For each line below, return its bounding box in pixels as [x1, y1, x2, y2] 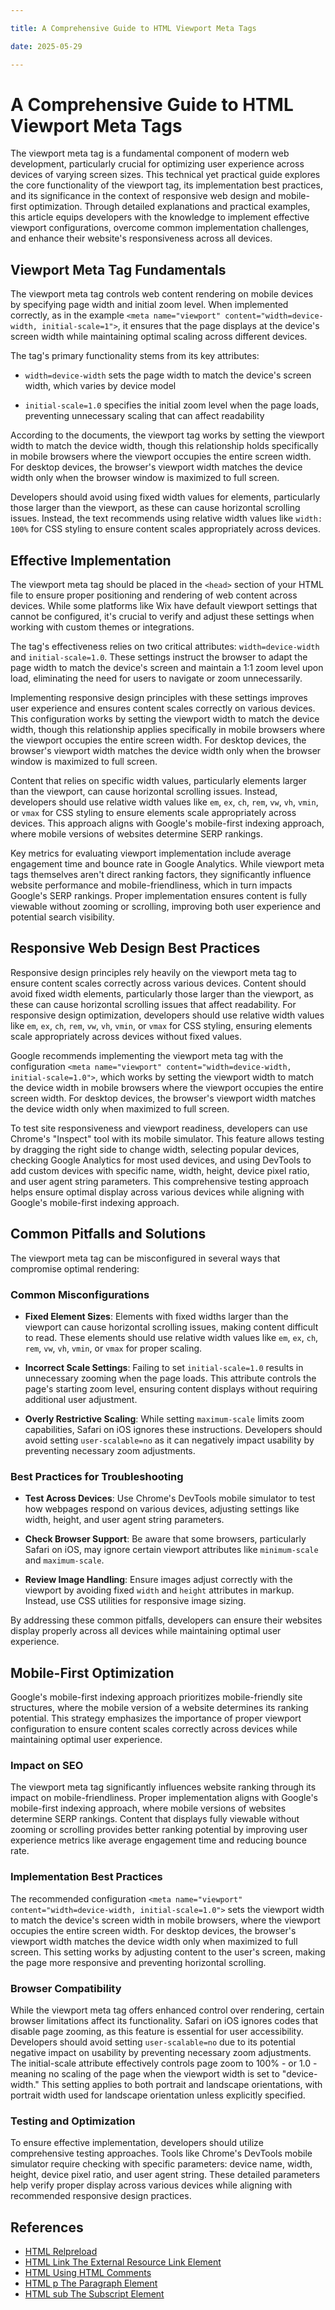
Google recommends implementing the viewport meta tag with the [10, 1049, 284, 1061]
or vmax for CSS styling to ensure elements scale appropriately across [10, 807, 297, 819]
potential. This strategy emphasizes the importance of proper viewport [10, 1712, 302, 1725]
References [10, 2219, 84, 2236]
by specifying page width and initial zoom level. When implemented [10, 299, 289, 311]
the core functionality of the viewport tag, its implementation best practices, [10, 179, 323, 191]
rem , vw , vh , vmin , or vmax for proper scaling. [24, 1342, 203, 1354]
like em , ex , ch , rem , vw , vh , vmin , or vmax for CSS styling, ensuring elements [10, 1019, 313, 1031]
